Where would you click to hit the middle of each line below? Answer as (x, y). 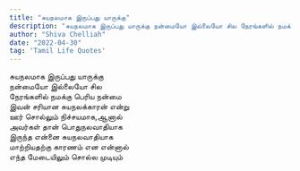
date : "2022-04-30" (46, 43)
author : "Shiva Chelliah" (57, 34)
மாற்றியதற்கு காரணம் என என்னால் (69, 147)
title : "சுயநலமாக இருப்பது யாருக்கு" (70, 17)
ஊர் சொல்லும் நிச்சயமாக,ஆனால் (66, 116)
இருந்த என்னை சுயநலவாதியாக (61, 137)
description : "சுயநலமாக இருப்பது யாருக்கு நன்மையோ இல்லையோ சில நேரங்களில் (142, 26)
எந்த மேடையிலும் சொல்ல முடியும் (66, 157)
